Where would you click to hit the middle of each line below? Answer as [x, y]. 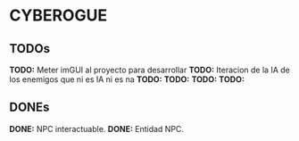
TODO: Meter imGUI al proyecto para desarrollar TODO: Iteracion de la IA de [149, 70]
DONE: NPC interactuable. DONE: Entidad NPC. [97, 129]
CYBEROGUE [58, 16]
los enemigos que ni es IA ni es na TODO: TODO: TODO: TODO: [127, 79]
